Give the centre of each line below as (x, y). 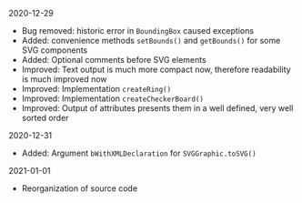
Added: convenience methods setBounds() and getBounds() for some (151, 41)
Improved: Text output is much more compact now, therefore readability (156, 69)
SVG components (55, 50)
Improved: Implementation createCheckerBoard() (112, 98)
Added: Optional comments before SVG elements (114, 60)
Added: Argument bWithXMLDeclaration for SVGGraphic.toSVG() (139, 153)
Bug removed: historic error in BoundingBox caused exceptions (138, 30)
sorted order (45, 118)
